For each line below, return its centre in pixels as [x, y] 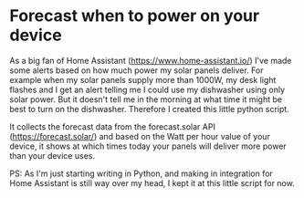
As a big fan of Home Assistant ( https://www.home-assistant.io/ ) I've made [151, 60]
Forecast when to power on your [135, 16]
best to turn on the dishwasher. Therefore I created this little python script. [149, 109]
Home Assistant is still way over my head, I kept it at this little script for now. [152, 182]
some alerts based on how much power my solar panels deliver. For [136, 70]
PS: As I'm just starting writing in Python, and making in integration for [142, 173]
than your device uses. [52, 155]
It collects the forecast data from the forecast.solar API [113, 126]
